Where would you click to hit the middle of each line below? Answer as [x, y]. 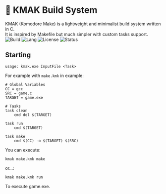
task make [15, 136]
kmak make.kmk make [25, 159]
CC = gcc [14, 89]
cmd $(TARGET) [28, 128]
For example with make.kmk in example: [45, 76]
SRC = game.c [19, 93]
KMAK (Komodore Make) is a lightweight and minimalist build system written [83, 24]
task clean [16, 111]
